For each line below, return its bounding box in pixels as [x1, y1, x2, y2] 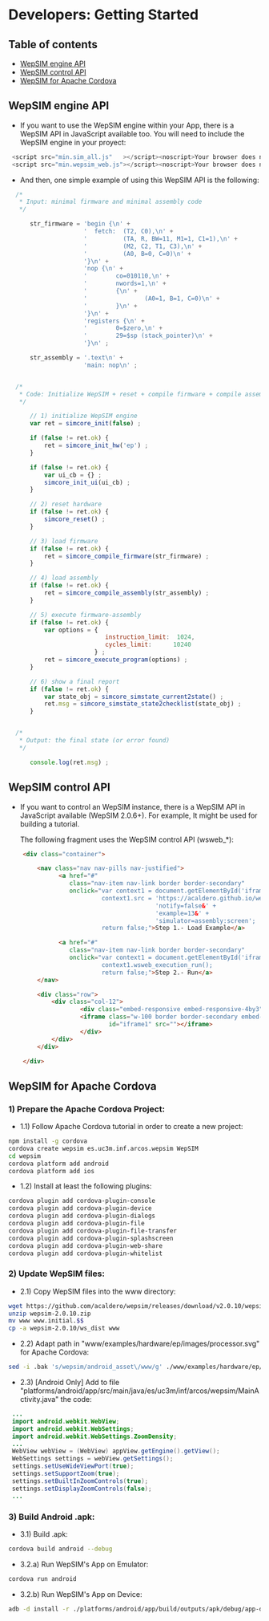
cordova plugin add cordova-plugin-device [8, 1205, 152, 1213]
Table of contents [8, 38, 98, 51]
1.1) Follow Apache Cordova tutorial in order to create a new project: [19, 1122, 243, 1131]
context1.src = [101, 894, 152, 902]
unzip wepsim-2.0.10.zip [8, 1310, 91, 1318]
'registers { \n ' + [83, 317, 146, 325]
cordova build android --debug [8, 1545, 113, 1553]
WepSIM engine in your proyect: [19, 137, 126, 147]
